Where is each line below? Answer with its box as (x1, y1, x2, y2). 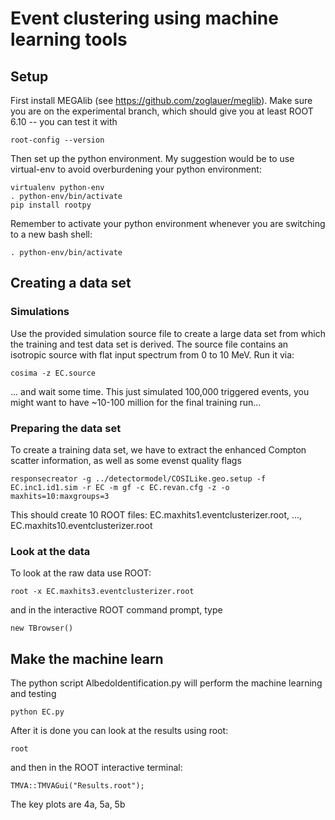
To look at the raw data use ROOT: (10, 567, 152, 579)
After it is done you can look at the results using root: (10, 725, 229, 737)
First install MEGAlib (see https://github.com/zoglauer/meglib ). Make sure (10, 95, 313, 106)
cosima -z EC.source (10, 368, 97, 378)
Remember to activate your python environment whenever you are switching (10, 218, 326, 229)
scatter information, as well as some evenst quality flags (10, 454, 242, 466)
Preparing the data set (10, 421, 122, 435)
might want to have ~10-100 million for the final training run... (10, 396, 262, 408)
